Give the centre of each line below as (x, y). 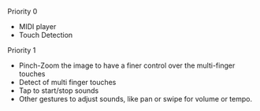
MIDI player (37, 26)
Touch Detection (46, 35)
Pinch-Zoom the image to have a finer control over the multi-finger (127, 65)
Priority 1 (22, 50)
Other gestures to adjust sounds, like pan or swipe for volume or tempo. (136, 99)
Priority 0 (22, 11)
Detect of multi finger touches (67, 82)
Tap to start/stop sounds (59, 91)
